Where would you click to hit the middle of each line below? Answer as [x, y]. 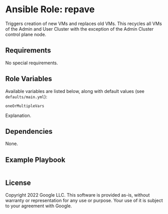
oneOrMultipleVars [25, 106]
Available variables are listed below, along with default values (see [75, 91]
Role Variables [29, 79]
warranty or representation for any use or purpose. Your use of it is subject [84, 200]
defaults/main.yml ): [26, 97]
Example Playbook [35, 160]
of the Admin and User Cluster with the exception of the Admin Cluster [80, 29]
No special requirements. [32, 63]
